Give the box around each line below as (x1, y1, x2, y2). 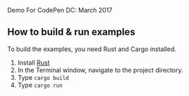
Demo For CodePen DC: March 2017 (7, 6, 113, 14)
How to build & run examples (7, 26, 135, 38)
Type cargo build (17, 73, 69, 81)
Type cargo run (17, 81, 63, 89)
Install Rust (17, 58, 50, 67)
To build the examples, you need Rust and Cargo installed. (7, 45, 176, 53)
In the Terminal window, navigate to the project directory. (17, 66, 183, 74)
